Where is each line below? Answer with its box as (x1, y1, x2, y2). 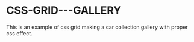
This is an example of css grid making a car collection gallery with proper (6, 23, 188, 31)
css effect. (6, 29, 33, 37)
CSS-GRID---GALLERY (6, 4, 122, 17)
